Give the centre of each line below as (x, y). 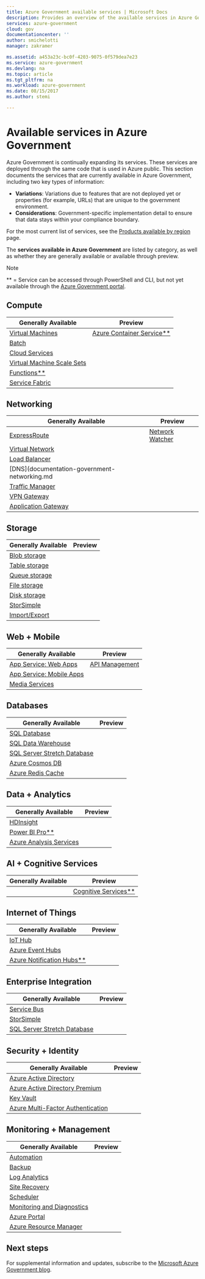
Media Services (32, 684)
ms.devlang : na (26, 68)
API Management (114, 664)
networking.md (31, 477)
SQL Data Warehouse (40, 743)
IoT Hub (21, 940)
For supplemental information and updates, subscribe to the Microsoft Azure (103, 1263)
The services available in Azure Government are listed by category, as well (102, 249)
